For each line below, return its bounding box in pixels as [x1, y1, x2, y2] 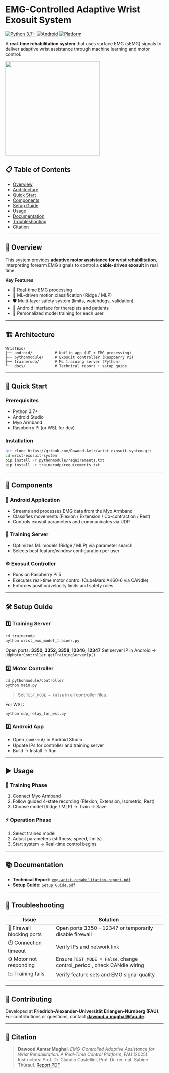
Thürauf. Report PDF [17, 1062, 60, 1068]
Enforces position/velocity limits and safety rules [12, 583, 114, 589]
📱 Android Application [5, 497, 60, 504]
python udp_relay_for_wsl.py [5, 711, 66, 716]
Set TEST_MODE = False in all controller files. [17, 692, 107, 698]
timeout [8, 947, 26, 954]
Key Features [5, 277, 34, 283]
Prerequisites [5, 397, 39, 404]
